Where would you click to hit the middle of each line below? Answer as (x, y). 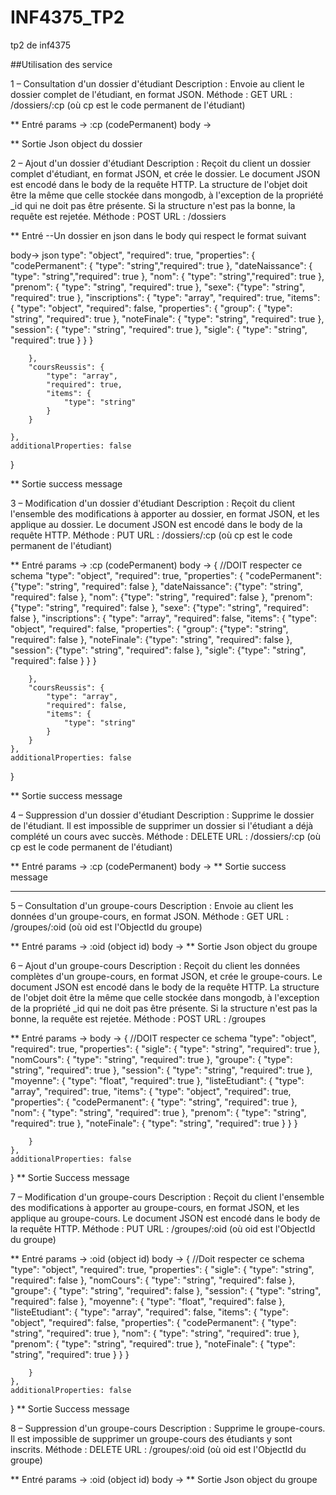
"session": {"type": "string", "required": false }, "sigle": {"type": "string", (158, 650)
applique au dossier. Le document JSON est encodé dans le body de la (156, 524)
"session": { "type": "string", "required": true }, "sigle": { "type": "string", (159, 329)
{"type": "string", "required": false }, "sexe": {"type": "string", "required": (160, 607)
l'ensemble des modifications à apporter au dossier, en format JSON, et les (165, 513)
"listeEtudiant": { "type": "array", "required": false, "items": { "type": (149, 1312)
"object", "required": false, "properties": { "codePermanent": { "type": (153, 1322)
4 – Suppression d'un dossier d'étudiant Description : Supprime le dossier (162, 815)
